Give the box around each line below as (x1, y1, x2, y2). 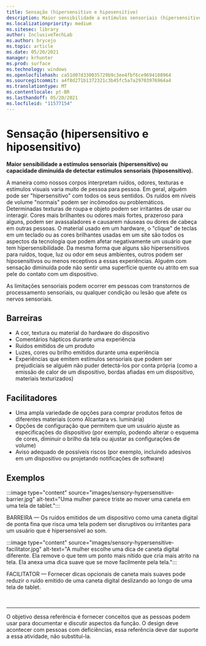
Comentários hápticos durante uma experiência (15, 336, 136, 343)
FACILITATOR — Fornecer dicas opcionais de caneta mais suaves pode (6, 570, 186, 578)
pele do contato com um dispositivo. (6, 270, 99, 277)
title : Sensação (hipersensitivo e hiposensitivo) (6, 9, 139, 15)
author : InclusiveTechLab (6, 32, 72, 38)
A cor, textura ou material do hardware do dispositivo (15, 329, 150, 337)
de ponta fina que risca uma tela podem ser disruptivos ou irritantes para (6, 521, 191, 527)
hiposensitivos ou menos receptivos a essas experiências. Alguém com (6, 257, 187, 264)
